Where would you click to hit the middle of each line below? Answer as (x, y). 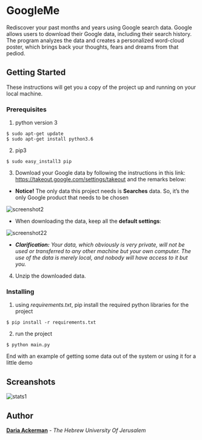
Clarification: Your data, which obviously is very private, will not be (100, 245)
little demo (19, 363)
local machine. (25, 93)
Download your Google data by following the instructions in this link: (100, 173)
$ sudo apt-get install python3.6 (50, 139)
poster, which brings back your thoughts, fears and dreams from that (93, 47)
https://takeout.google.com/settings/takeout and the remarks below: (100, 180)
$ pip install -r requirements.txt (51, 323)
